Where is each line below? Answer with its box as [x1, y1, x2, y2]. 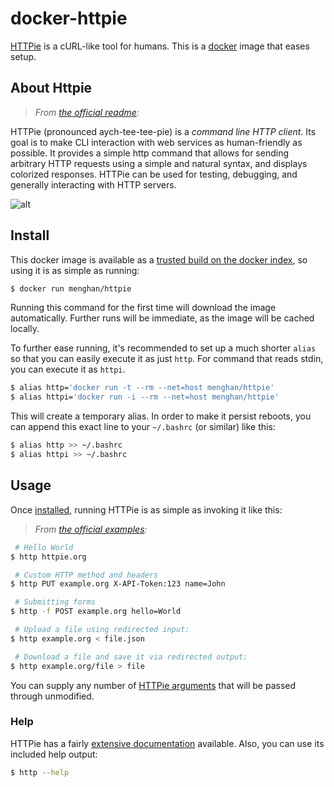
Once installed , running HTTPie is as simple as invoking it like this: [10, 503, 283, 516]
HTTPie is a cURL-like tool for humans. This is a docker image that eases [10, 40, 310, 52]
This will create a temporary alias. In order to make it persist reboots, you [10, 410, 312, 422]
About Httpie [10, 80, 93, 97]
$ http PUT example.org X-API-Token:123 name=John [10, 579, 226, 589]
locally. [10, 323, 40, 335]
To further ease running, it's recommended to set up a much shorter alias [10, 342, 317, 354]
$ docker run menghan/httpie [10, 283, 132, 294]
